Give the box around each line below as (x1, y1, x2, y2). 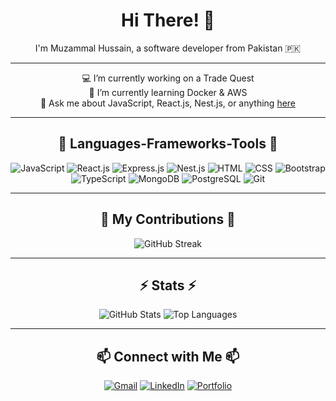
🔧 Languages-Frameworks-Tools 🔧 (58, 135, 278, 153)
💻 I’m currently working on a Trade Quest (81, 72, 255, 84)
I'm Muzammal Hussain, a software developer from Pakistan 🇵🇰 (34, 42, 302, 54)
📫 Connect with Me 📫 (96, 348, 240, 365)
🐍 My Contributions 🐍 (100, 211, 236, 228)
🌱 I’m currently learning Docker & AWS (88, 86, 248, 98)
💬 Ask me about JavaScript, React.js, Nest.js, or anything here (39, 97, 297, 109)
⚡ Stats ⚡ (139, 277, 197, 294)
